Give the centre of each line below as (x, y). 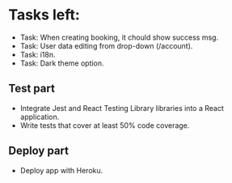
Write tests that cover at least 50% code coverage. (105, 125)
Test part (32, 89)
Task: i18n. (38, 54)
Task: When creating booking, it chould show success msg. (119, 37)
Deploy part (39, 151)
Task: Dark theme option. (62, 63)
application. (40, 117)
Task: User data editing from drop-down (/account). (106, 45)
